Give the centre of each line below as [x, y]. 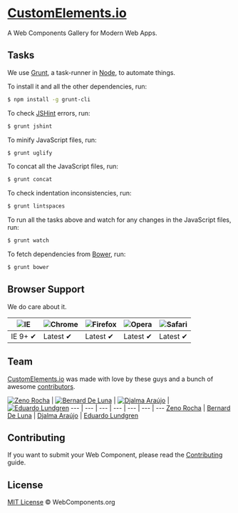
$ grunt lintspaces [36, 206]
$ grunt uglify [30, 153]
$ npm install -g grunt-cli [49, 99]
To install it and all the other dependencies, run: [77, 86]
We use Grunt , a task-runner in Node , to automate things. [92, 72]
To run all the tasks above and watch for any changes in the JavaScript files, [119, 220]
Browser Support [46, 289]
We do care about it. [37, 306]
